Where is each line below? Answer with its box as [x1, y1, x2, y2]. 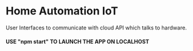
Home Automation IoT [5, 4, 118, 18]
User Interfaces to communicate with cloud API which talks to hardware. [5, 24, 187, 31]
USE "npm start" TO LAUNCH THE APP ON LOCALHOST [5, 38, 150, 45]
